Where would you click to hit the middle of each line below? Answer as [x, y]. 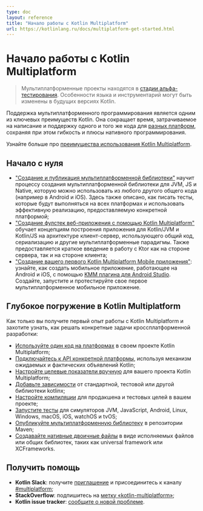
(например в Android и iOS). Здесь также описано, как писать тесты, [104, 197]
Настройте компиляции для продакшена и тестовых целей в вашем [103, 397]
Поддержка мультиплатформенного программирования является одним [101, 113]
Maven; [25, 429]
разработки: [22, 333]
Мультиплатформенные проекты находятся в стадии [90, 89]
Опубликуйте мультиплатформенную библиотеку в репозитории [99, 422]
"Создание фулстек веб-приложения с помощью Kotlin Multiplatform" [105, 223]
